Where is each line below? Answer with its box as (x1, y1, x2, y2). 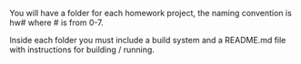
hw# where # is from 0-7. (9, 17, 105, 28)
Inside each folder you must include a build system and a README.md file (9, 35, 286, 45)
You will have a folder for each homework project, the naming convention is (9, 8, 293, 18)
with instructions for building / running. (9, 44, 155, 55)
